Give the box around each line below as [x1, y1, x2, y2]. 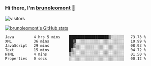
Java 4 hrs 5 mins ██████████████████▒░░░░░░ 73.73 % [5, 34, 147, 40]
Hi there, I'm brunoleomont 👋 [5, 4, 75, 11]
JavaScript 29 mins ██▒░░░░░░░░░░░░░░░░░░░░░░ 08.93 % [5, 43, 147, 48]
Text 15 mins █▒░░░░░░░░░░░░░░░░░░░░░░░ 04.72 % [5, 48, 147, 53]
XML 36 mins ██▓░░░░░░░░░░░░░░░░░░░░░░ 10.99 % [5, 39, 147, 44]
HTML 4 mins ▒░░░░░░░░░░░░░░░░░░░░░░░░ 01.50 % [5, 52, 147, 57]
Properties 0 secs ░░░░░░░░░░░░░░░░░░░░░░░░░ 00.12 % [5, 56, 147, 61]
